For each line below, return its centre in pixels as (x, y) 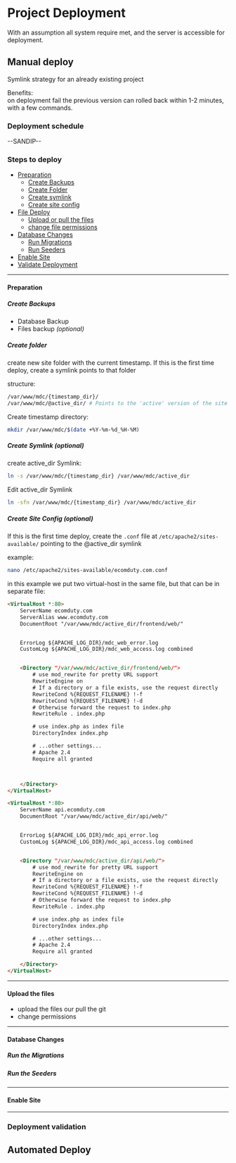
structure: (21, 384)
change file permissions (63, 228)
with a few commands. (40, 108)
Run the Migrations (36, 1055)
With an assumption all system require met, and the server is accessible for (116, 32)
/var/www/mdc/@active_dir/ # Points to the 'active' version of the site (118, 403)
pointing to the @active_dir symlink (91, 544)
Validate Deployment (47, 265)
